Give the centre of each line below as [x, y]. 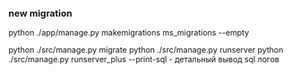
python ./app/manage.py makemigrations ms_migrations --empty [129, 33]
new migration [40, 13]
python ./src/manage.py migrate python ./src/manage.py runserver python [146, 50]
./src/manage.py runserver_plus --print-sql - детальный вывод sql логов [144, 60]
